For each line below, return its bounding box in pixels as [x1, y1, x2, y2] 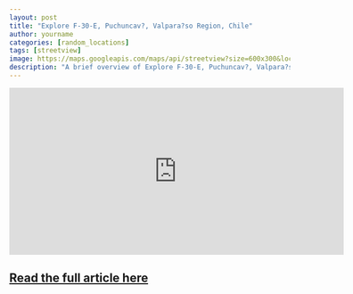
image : [9, 54, 34, 63]
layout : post [9, 12, 58, 22]
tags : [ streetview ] [9, 46, 82, 55]
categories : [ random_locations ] [9, 37, 129, 47]
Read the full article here [9, 271, 149, 286]
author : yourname [9, 29, 74, 38]
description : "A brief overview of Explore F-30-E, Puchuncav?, [9, 63, 253, 72]
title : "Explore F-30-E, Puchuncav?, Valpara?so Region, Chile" [9, 21, 253, 30]
